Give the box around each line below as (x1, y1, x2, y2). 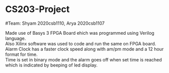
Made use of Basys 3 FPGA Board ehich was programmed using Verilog (5, 30, 155, 36)
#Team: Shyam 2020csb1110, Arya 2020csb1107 (5, 20, 105, 26)
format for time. (5, 51, 38, 57)
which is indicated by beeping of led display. (5, 62, 98, 68)
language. (5, 35, 26, 41)
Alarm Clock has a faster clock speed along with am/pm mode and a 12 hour (5, 46, 164, 52)
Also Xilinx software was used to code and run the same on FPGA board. (5, 40, 156, 46)
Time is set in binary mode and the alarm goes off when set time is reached (5, 56, 162, 62)
